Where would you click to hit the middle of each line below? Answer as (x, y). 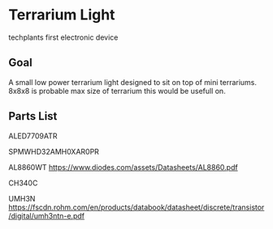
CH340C (23, 183)
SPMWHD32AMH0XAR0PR (54, 151)
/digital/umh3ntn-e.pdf (47, 215)
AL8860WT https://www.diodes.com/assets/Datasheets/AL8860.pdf (123, 167)
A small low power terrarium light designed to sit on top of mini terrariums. (133, 82)
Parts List (33, 116)
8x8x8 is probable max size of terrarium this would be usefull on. (117, 91)
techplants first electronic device (63, 37)
